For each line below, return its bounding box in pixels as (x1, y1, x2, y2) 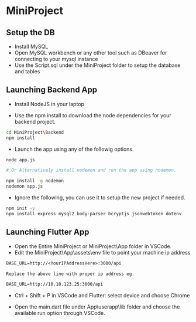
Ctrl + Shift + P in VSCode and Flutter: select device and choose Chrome (14, 292, 190, 299)
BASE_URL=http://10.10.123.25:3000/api (6, 282, 104, 287)
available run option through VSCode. (14, 310, 105, 317)
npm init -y (6, 205, 35, 212)
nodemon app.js (6, 184, 43, 189)
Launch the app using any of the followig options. (14, 145, 134, 152)
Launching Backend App (6, 85, 98, 95)
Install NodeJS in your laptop (14, 100, 85, 107)
